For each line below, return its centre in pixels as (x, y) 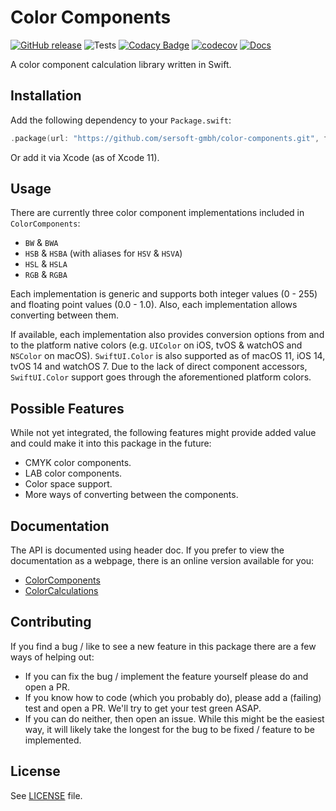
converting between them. (65, 315)
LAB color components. (73, 473)
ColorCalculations (61, 591)
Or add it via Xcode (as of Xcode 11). (85, 157)
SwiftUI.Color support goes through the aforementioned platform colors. (161, 377)
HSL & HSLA (46, 264)
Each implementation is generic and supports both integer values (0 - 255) (164, 294)
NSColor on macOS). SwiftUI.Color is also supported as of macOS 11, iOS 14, (168, 356)
